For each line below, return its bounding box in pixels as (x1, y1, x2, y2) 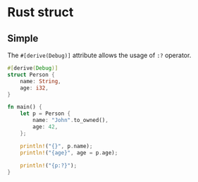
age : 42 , (32, 123, 58, 131)
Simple (7, 32, 39, 44)
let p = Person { (20, 110, 71, 117)
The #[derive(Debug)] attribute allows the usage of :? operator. (7, 51, 192, 59)
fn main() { (7, 104, 42, 111)
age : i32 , (20, 84, 49, 92)
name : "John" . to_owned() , (32, 117, 109, 124)
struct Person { (7, 71, 55, 78)
